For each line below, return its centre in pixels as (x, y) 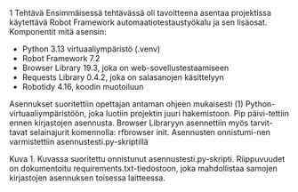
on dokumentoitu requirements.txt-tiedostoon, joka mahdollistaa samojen (143, 168)
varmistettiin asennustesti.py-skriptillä (79, 142)
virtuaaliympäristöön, (48, 113)
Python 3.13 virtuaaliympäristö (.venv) (91, 49)
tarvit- (262, 123)
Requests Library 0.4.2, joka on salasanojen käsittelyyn (123, 77)
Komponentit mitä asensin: (58, 32)
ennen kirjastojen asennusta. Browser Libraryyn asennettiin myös (129, 123)
